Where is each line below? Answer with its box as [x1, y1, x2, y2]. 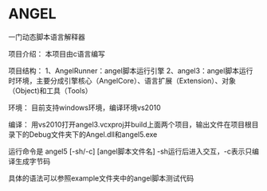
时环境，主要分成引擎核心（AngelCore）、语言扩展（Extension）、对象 [8, 76, 237, 85]
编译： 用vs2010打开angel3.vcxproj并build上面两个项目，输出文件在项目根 [8, 119, 253, 129]
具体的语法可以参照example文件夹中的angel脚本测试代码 [8, 173, 194, 183]
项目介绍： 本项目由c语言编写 [8, 49, 105, 58]
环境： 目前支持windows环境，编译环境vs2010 [8, 103, 161, 112]
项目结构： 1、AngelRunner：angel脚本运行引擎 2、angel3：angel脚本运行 [8, 65, 253, 76]
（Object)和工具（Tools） [8, 85, 93, 95]
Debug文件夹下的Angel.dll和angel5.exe [29, 129, 158, 139]
